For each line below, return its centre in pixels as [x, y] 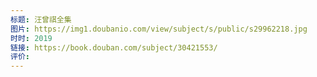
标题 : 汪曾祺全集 [41, 19]
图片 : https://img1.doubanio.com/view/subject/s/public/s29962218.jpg [159, 29]
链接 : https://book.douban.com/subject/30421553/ [114, 47]
